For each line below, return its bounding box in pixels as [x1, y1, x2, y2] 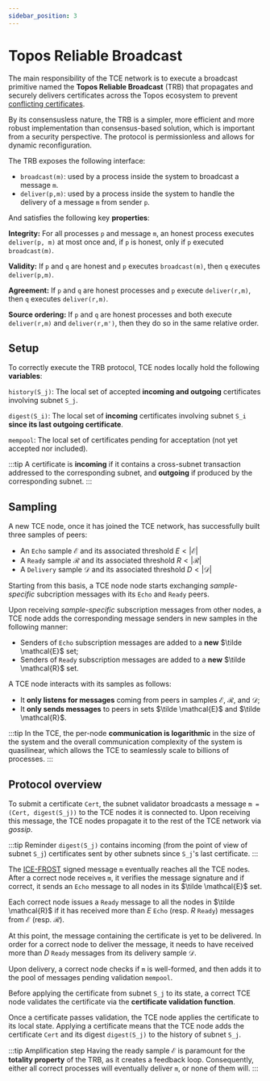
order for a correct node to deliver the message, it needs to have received [8, 940, 254, 949]
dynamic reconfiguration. [8, 140, 93, 150]
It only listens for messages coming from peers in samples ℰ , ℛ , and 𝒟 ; [19, 695, 260, 705]
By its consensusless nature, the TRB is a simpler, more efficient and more [8, 114, 255, 124]
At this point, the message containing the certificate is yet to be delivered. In [8, 931, 262, 940]
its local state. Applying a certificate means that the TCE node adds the [8, 1021, 244, 1030]
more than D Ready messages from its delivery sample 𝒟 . [8, 948, 197, 958]
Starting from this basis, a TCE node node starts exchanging [8, 581, 209, 591]
